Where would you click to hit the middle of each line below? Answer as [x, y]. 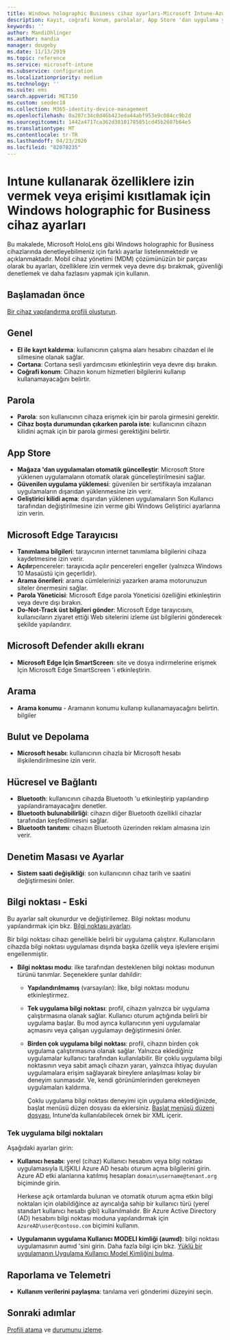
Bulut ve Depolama [48, 737]
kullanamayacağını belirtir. [54, 379]
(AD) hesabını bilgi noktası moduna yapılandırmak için [93, 1218]
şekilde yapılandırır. [44, 624]
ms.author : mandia [33, 39]
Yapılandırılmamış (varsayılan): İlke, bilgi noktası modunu [108, 987]
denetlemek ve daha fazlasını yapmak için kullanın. [79, 273]
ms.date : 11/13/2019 [37, 52]
